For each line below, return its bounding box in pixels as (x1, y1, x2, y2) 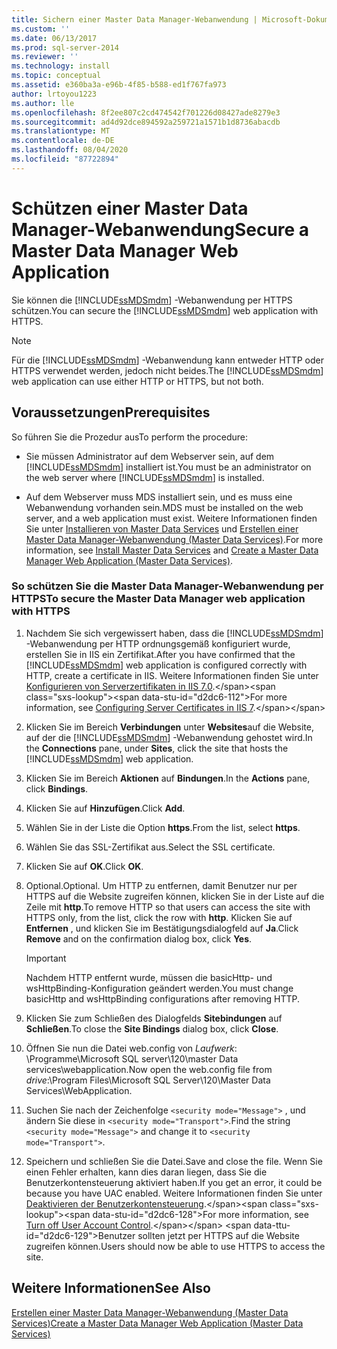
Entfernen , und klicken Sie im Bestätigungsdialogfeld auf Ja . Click (25, 922, 299, 934)
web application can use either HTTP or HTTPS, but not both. (11, 375, 264, 387)
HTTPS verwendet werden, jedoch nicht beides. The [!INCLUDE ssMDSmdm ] (11, 364, 324, 376)
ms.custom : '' (11, 24, 71, 34)
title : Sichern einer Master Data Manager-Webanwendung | (11, 14, 258, 25)
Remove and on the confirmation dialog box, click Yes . (25, 932, 253, 945)
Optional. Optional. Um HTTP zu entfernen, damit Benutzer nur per (25, 879, 298, 891)
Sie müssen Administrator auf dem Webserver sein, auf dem (25, 450, 275, 462)
